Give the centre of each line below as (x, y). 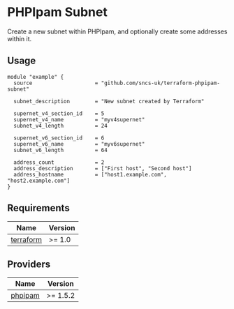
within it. (20, 38)
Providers (29, 264)
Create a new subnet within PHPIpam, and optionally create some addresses (117, 31)
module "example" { (36, 77)
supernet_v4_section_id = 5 (59, 113)
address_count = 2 (59, 162)
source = (56, 83)
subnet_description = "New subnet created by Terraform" (109, 101)
